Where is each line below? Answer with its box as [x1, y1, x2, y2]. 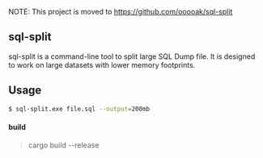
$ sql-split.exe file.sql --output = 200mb [8, 105, 151, 113]
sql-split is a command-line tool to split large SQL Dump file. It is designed [8, 52, 256, 61]
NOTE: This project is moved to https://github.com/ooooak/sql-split [8, 7, 233, 16]
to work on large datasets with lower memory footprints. [8, 60, 196, 69]
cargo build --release [28, 140, 100, 150]
